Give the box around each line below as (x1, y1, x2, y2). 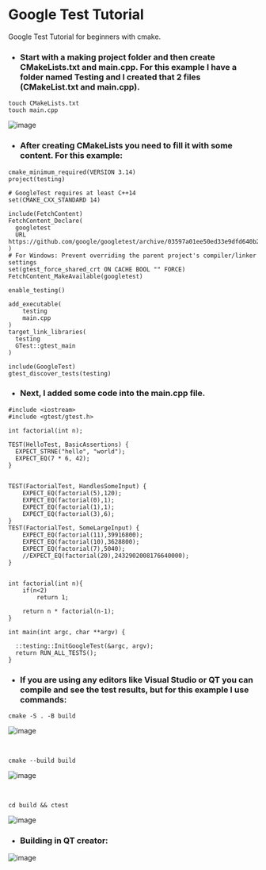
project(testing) (8, 175, 66, 183)
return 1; (36, 593, 69, 601)
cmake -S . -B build (8, 712, 77, 720)
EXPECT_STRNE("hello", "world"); (15, 447, 126, 456)
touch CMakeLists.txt (8, 99, 80, 108)
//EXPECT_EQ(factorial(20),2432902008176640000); (22, 552, 190, 560)
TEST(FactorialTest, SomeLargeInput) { (8, 524, 140, 532)
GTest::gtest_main (15, 341, 77, 350)
